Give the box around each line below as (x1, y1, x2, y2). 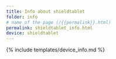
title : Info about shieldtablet (6, 8, 85, 15)
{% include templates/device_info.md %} (6, 46, 105, 53)
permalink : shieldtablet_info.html (6, 25, 93, 31)
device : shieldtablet (6, 30, 59, 36)
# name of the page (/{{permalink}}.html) (6, 19, 111, 25)
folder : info (6, 14, 38, 20)
